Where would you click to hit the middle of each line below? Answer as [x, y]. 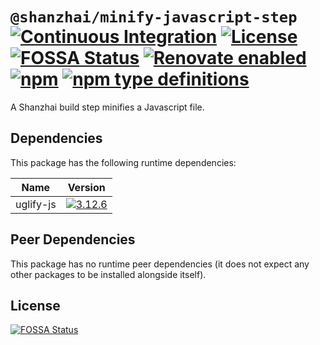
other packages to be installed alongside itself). [108, 274]
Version [86, 187]
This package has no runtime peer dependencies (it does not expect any [160, 264]
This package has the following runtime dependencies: [123, 162]
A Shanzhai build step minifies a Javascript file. [107, 107]
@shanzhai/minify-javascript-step [154, 17]
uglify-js [36, 204]
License [35, 305]
